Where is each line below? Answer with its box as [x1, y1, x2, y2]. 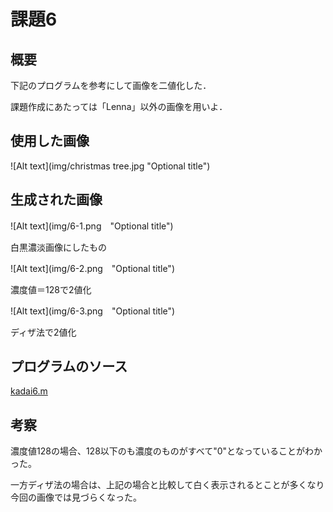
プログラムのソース [10, 358, 128, 375]
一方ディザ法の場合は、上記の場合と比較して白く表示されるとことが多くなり [10, 479, 325, 491]
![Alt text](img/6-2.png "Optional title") [10, 262, 175, 274]
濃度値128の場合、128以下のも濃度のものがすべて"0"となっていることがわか [10, 445, 323, 457]
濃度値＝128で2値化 [10, 283, 92, 295]
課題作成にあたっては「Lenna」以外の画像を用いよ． [10, 101, 228, 112]
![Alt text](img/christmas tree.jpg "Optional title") [10, 160, 211, 172]
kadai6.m [10, 385, 48, 397]
